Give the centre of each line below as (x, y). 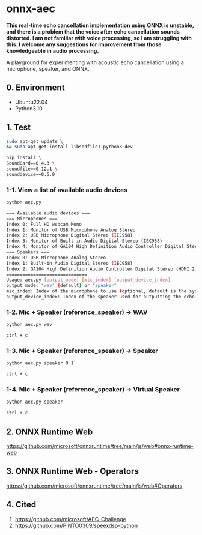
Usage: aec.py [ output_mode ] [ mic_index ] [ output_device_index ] (88, 280)
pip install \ (24, 158)
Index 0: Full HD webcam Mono (44, 224)
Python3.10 (29, 108)
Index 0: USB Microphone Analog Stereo (56, 258)
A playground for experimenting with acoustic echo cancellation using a (95, 62)
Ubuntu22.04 (31, 102)
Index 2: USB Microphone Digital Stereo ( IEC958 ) (70, 235)
